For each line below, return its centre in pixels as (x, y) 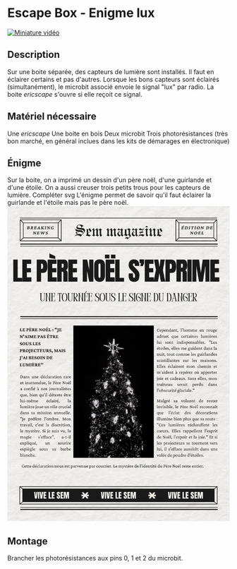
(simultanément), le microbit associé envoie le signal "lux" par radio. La (111, 87)
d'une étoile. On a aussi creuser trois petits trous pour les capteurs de (109, 188)
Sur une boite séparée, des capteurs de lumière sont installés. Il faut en (111, 71)
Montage (28, 541)
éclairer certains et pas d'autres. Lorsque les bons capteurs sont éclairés (114, 79)
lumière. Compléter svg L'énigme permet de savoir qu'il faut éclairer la (109, 195)
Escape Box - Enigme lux (81, 13)
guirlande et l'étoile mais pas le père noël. (68, 203)
